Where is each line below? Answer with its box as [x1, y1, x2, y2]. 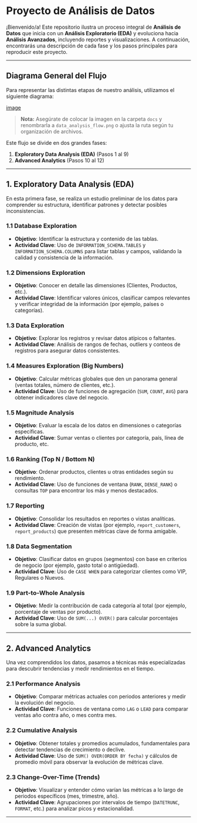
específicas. [14, 428, 45, 435]
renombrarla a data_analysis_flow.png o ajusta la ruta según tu [20, 121, 174, 128]
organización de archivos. [20, 128, 83, 135]
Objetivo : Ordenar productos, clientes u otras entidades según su [14, 468, 174, 475]
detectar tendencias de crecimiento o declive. [14, 746, 126, 753]
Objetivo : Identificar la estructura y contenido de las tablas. [14, 235, 159, 242]
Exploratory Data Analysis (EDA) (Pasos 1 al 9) [14, 151, 129, 158]
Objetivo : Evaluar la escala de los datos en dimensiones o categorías [14, 422, 182, 429]
